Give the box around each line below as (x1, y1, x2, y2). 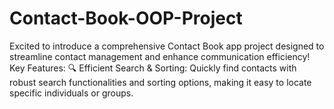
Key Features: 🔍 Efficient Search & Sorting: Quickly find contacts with (9, 62, 297, 74)
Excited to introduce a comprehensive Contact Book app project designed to (9, 40, 325, 52)
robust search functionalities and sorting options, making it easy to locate (9, 76, 312, 88)
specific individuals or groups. (9, 87, 134, 99)
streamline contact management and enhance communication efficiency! (9, 50, 311, 62)
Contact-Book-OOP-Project (9, 7, 243, 30)
